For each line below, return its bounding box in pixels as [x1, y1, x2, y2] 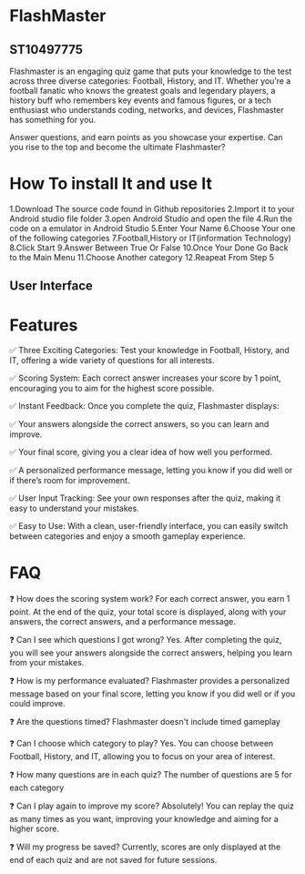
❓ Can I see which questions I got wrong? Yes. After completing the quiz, [9, 635, 282, 645]
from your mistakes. [9, 657, 85, 668]
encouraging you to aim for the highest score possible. [9, 383, 215, 394]
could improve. [9, 698, 66, 709]
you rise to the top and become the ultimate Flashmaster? [9, 142, 226, 152]
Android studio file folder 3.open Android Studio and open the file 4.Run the [9, 213, 293, 224]
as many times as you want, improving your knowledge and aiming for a [9, 814, 280, 825]
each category [9, 782, 65, 793]
